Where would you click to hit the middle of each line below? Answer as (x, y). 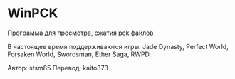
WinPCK (33, 13)
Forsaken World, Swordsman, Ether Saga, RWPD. (79, 54)
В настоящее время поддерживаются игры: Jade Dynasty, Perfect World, (118, 46)
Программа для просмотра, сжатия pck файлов (80, 33)
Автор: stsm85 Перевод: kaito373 (58, 68)
